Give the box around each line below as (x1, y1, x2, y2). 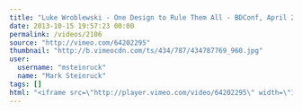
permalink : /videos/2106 (9, 30, 102, 38)
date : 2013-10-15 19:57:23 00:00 (9, 21, 135, 30)
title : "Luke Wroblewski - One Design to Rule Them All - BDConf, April (9, 13, 288, 22)
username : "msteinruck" (17, 64, 106, 73)
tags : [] (9, 80, 42, 89)
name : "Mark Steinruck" (17, 72, 106, 81)
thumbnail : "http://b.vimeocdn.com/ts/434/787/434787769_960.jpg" (9, 47, 263, 55)
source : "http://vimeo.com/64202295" (9, 38, 151, 47)
